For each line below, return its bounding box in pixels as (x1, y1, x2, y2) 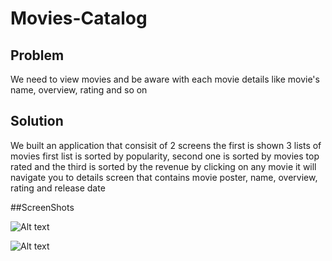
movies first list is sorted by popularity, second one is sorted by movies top (10, 150, 320, 162)
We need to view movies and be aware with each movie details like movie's (10, 73, 320, 85)
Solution (10, 113, 64, 130)
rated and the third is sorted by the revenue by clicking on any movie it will (10, 160, 317, 172)
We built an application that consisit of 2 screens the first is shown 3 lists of (10, 139, 322, 151)
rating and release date (10, 182, 106, 194)
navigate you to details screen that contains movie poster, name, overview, (10, 171, 318, 183)
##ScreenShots (10, 201, 75, 213)
